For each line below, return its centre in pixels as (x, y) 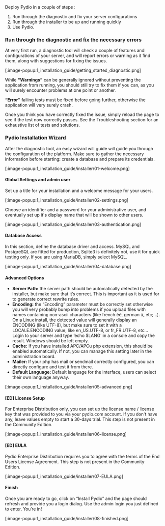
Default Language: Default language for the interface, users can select (84, 372)
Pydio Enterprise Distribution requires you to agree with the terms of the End (82, 456)
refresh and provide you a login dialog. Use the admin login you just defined (82, 503)
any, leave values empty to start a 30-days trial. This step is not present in (80, 419)
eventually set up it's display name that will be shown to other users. (74, 215)
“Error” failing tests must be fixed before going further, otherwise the (75, 100)
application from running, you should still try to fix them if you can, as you (80, 85)
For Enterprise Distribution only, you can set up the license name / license (80, 409)
